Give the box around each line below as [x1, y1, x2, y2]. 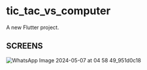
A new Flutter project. [6, 24, 60, 31]
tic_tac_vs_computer [6, 4, 111, 18]
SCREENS [6, 41, 43, 51]
